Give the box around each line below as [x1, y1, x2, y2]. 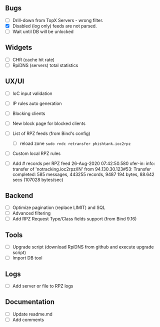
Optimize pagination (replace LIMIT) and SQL [12, 204, 106, 210]
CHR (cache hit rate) [12, 56, 55, 62]
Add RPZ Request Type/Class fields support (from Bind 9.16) [12, 216, 137, 222]
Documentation [5, 297, 55, 306]
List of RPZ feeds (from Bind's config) [12, 130, 90, 136]
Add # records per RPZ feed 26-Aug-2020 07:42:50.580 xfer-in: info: [12, 160, 155, 166]
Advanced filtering [12, 210, 51, 216]
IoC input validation [12, 90, 52, 96]
